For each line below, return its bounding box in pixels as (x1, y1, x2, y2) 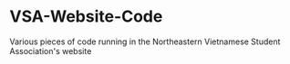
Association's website (9, 45, 92, 56)
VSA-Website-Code (9, 6, 163, 27)
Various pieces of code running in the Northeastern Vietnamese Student (9, 36, 281, 47)
